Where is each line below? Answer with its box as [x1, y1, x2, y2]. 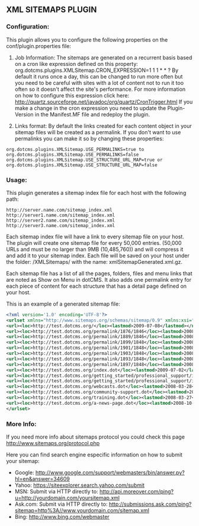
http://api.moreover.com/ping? [99, 488, 174, 495]
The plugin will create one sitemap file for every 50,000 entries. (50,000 [6, 239, 182, 246]
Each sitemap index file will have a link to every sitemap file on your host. [6, 233, 185, 240]
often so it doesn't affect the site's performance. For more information [14, 86, 186, 93]
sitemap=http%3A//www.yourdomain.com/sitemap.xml [14, 507, 150, 514]
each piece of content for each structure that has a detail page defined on [6, 282, 187, 289]
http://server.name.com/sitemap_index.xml [6, 207, 113, 213]
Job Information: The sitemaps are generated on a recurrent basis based [14, 53, 192, 61]
